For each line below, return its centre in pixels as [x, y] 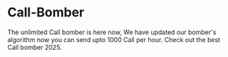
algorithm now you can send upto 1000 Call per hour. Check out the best [114, 39]
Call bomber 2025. [35, 47]
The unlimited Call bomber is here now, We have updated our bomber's [112, 32]
